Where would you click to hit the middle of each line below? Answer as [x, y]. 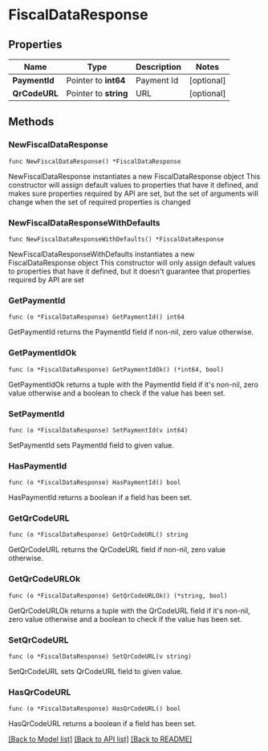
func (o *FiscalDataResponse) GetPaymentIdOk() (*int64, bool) [116, 369]
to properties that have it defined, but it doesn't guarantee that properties [130, 271]
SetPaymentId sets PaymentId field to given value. [91, 445]
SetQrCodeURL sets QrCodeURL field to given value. [95, 672]
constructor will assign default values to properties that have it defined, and [133, 185]
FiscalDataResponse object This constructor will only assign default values [132, 262]
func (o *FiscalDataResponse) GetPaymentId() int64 [96, 317]
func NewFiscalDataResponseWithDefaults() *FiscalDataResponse [116, 239]
